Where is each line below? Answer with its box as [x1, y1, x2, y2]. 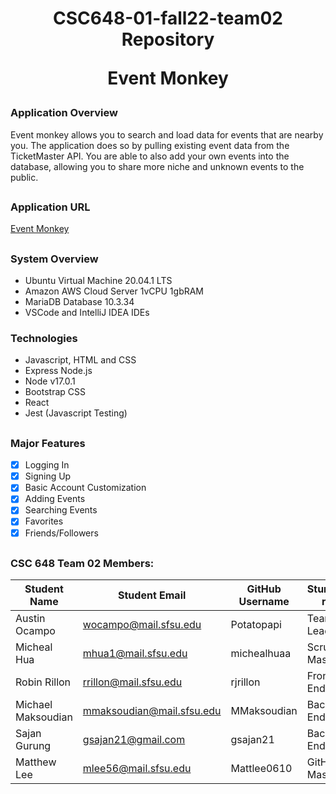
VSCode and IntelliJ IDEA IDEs [24, 307, 150, 319]
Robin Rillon [15, 675, 72, 689]
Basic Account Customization [24, 482, 147, 494]
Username [238, 595, 290, 609]
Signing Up [24, 470, 72, 482]
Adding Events [24, 493, 86, 505]
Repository [121, 28, 215, 51]
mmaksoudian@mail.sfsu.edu [82, 704, 222, 718]
